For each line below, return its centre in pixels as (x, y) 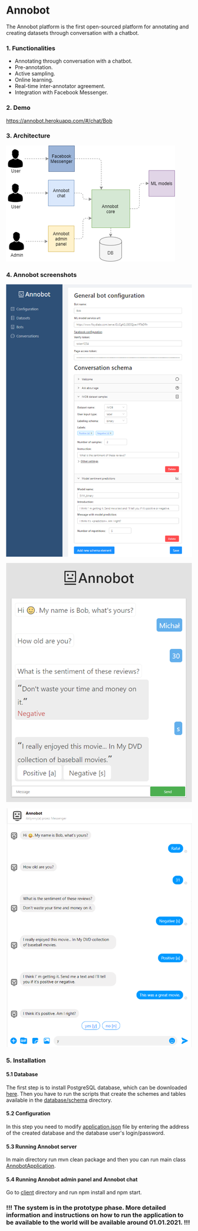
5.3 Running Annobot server (42, 1147)
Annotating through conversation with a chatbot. (73, 61)
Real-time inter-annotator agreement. (60, 86)
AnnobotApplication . (31, 1166)
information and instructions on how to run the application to (95, 1215)
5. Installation (26, 1060)
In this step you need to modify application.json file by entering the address (98, 1127)
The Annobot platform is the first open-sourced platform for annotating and (98, 27)
